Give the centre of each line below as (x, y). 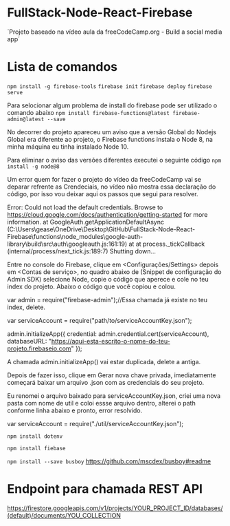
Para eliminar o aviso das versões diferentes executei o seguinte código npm (114, 160)
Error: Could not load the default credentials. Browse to (85, 207)
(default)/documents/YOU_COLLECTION (64, 515)
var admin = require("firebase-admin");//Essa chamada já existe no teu (107, 299)
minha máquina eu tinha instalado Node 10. (68, 147)
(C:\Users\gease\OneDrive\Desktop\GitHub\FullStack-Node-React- (101, 229)
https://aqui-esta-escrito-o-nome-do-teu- (111, 341)
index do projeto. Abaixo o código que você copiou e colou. (92, 286)
